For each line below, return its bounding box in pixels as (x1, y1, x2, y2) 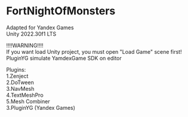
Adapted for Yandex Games (6, 24, 74, 31)
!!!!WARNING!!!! (6, 42, 44, 49)
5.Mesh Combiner (6, 97, 50, 105)
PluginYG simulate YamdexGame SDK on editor (6, 54, 122, 61)
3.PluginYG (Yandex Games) (6, 104, 76, 111)
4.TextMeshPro (6, 91, 44, 98)
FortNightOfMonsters (6, 4, 116, 18)
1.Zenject (6, 72, 29, 79)
